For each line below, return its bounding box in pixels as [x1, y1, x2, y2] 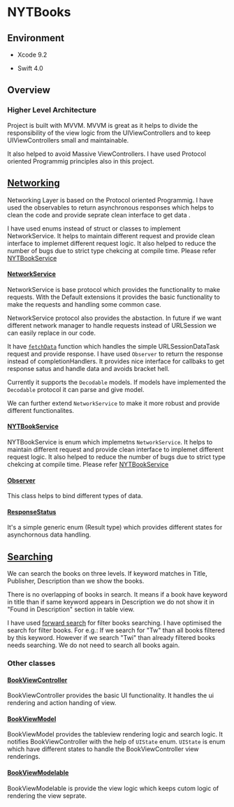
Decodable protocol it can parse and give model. [7, 385, 145, 393]
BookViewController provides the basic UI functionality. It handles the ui [7, 691, 214, 699]
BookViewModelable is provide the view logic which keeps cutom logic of [7, 784, 219, 792]
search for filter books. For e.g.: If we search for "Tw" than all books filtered [7, 626, 226, 634]
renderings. [7, 753, 41, 761]
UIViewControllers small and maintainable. [7, 136, 129, 144]
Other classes [7, 658, 56, 668]
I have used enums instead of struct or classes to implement [7, 224, 181, 233]
